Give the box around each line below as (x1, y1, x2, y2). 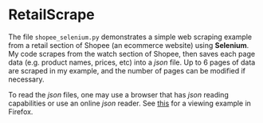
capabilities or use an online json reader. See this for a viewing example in (8, 98, 251, 108)
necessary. (8, 74, 45, 84)
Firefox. (8, 106, 33, 117)
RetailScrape (8, 6, 95, 24)
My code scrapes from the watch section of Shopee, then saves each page (8, 49, 256, 58)
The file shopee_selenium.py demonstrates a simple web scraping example (8, 32, 253, 42)
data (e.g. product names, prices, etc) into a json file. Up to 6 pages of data (8, 58, 256, 67)
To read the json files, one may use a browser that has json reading (8, 89, 229, 99)
